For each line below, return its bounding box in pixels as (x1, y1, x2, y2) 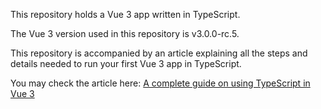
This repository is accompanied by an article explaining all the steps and (10, 47, 308, 59)
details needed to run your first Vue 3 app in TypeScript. (10, 58, 242, 69)
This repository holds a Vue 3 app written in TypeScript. (10, 9, 241, 20)
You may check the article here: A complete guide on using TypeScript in (10, 77, 311, 89)
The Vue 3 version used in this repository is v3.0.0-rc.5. (10, 28, 240, 39)
